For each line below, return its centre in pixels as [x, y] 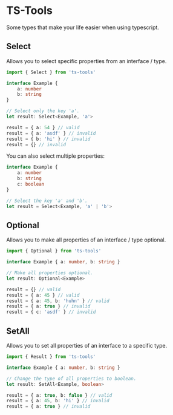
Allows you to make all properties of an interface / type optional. [86, 240]
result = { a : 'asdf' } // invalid [51, 133]
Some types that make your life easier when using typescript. [83, 27]
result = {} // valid [34, 289]
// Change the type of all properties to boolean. [71, 379]
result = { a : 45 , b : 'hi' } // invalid [58, 401]
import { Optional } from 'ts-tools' [54, 251]
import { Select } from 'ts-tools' [51, 72]
